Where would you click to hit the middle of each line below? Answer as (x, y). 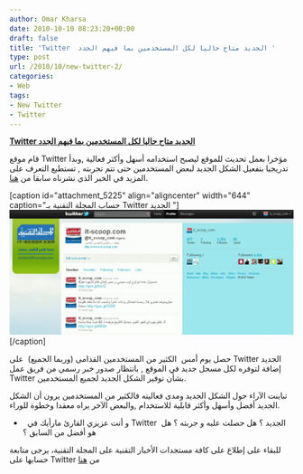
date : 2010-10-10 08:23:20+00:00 (72, 28)
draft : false (34, 38)
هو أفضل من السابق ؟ (59, 432)
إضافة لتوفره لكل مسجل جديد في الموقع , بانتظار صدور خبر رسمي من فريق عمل (145, 368)
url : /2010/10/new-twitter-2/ (66, 67)
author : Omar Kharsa (48, 19)
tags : (19, 95)
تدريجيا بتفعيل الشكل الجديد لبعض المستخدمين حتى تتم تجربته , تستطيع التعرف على (149, 168)
